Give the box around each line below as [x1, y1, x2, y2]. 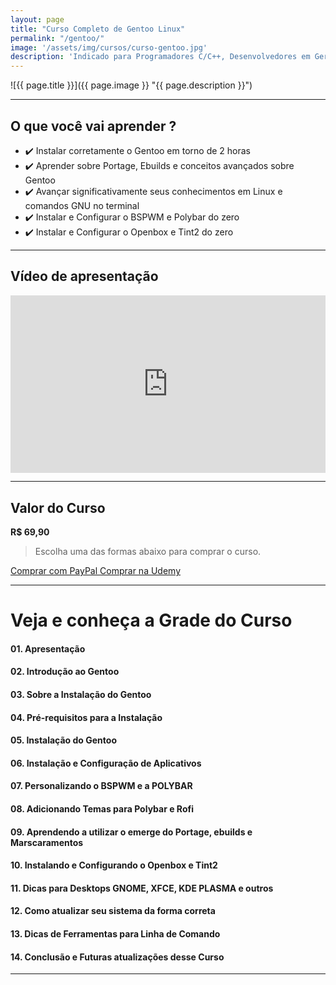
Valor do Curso [10, 499, 106, 516]
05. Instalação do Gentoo [10, 734, 117, 746]
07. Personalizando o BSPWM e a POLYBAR [10, 780, 193, 792]
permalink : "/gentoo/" [10, 33, 105, 43]
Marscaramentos [10, 836, 84, 848]
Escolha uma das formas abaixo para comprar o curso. [34, 546, 262, 558]
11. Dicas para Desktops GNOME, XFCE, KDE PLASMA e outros [10, 882, 274, 894]
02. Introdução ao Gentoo [10, 666, 120, 678]
